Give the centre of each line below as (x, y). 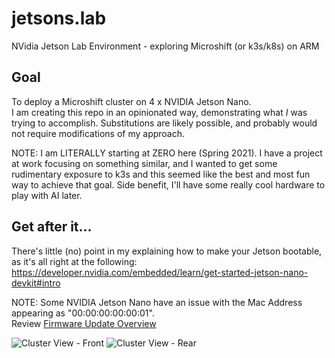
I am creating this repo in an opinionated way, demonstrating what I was (159, 112)
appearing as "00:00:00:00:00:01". (83, 313)
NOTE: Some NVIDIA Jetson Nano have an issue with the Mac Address (157, 302)
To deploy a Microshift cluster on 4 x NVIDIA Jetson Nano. (131, 101)
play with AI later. (47, 195)
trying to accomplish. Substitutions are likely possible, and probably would (164, 123)
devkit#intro (36, 283)
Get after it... (52, 227)
